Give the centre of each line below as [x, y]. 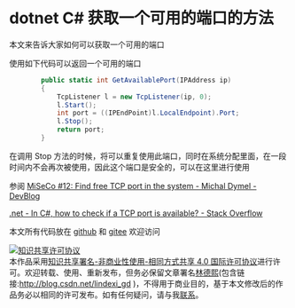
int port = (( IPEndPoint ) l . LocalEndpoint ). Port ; [148, 113]
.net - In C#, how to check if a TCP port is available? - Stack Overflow [136, 213]
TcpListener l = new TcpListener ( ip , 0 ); [134, 97]
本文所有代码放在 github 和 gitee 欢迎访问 [85, 231]
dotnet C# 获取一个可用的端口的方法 [142, 18]
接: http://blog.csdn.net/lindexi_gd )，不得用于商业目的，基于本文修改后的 [143, 283]
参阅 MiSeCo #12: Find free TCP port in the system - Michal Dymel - [133, 186]
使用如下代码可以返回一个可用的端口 [75, 63]
